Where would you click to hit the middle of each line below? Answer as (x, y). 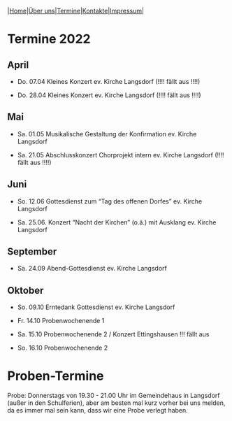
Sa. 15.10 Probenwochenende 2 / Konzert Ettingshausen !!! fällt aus (113, 334)
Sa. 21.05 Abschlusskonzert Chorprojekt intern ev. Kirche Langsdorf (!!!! (121, 155)
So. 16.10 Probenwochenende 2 (63, 348)
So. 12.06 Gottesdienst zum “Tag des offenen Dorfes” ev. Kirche (110, 201)
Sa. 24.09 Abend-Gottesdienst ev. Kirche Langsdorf (92, 269)
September (32, 252)
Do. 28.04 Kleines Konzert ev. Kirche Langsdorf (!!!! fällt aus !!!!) (109, 95)
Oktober (26, 290)
